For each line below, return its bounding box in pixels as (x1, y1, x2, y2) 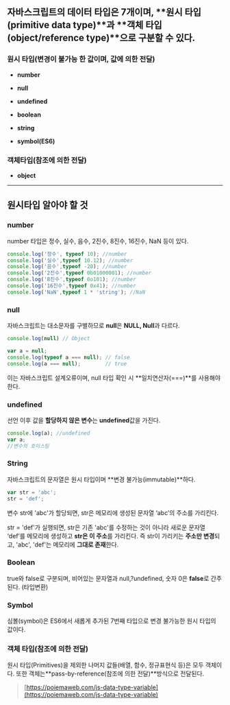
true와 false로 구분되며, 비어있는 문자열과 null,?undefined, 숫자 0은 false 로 (7, 574, 209, 582)
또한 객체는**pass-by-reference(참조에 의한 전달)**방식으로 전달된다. (16, 669, 205, 678)
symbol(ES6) (16, 136, 55, 145)
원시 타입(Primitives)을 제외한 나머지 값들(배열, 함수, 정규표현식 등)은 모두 (7, 661, 204, 669)
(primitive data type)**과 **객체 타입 (7, 19, 162, 31)
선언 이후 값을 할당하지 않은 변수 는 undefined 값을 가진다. (7, 416, 161, 424)
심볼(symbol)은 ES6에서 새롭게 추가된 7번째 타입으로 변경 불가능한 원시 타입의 (7, 617, 217, 625)
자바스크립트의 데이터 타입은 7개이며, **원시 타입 (7, 6, 202, 19)
